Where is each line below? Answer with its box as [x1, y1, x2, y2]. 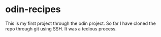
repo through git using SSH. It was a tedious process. [5, 25, 117, 31]
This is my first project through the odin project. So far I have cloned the [5, 20, 156, 26]
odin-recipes [5, 4, 61, 15]
